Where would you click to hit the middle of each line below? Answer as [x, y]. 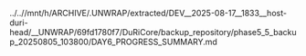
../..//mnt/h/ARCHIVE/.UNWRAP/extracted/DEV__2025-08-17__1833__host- [148, 13]
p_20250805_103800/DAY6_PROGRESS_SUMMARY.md [113, 42]
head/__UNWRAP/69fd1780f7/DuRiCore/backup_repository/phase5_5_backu [153, 32]
